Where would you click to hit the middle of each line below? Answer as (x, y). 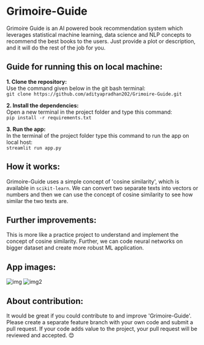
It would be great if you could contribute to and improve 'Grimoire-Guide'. (99, 316)
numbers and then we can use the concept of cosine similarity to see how (100, 195)
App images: (31, 267)
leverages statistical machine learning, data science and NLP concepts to (99, 34)
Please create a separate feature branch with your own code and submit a (100, 322)
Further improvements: (51, 220)
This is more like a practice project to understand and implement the (93, 235)
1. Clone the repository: (37, 81)
